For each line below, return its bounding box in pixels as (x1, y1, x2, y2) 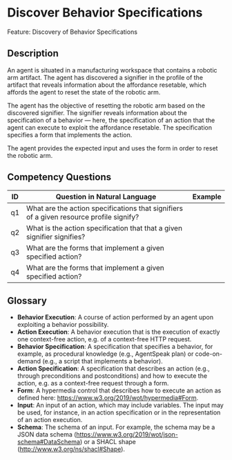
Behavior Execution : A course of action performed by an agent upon (17, 313, 214, 321)
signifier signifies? (26, 232, 86, 241)
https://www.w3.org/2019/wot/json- (75, 430, 178, 439)
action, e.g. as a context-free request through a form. (17, 379, 169, 388)
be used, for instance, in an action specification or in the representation (17, 408, 221, 417)
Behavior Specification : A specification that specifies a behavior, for (17, 343, 213, 351)
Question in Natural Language (55, 192, 157, 201)
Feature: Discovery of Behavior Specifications (7, 28, 138, 36)
